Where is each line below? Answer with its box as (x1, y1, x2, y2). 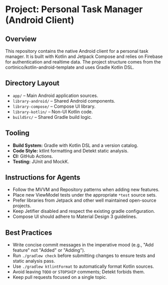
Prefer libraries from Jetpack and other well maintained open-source (12, 197, 156, 204)
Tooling (5, 129, 29, 138)
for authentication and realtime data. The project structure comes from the (5, 59, 161, 65)
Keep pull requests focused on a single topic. (12, 274, 108, 280)
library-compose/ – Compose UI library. (12, 103, 95, 109)
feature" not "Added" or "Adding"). (12, 247, 85, 254)
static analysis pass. (12, 258, 55, 264)
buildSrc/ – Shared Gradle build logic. (12, 114, 92, 120)
